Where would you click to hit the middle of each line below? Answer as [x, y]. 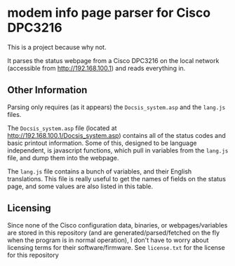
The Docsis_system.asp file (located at [62, 128]
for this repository [33, 255]
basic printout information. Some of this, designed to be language [102, 143]
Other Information [47, 90]
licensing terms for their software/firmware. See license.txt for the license [116, 247]
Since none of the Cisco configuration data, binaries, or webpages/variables [117, 225]
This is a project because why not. [57, 47]
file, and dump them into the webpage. [63, 157]
